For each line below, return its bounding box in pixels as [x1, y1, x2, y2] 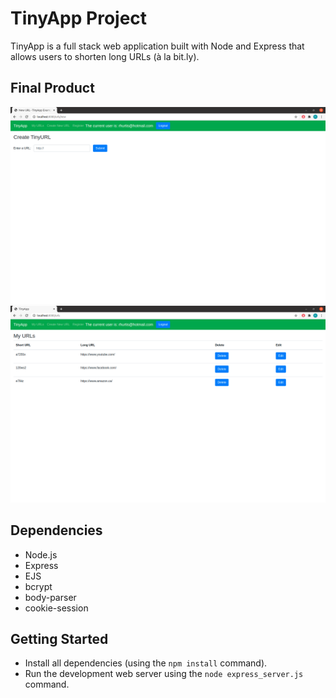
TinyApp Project [10, 7, 148, 30]
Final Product [10, 80, 95, 97]
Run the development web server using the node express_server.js [24, 668, 304, 680]
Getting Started [10, 630, 109, 647]
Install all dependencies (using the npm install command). [24, 657, 268, 669]
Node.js [24, 548, 58, 561]
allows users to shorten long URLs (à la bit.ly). [10, 50, 200, 62]
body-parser [24, 591, 77, 603]
